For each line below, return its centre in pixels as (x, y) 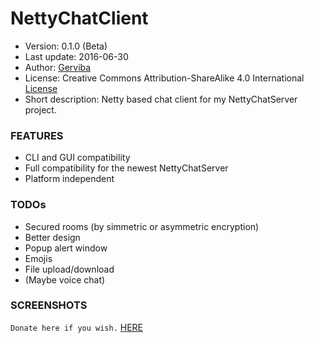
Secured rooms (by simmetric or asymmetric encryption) (142, 226)
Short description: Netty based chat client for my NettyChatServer (161, 99)
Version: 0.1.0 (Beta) (66, 46)
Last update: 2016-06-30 (76, 56)
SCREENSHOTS (49, 305)
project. (40, 109)
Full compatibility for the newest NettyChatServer (126, 168)
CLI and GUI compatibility (77, 158)
